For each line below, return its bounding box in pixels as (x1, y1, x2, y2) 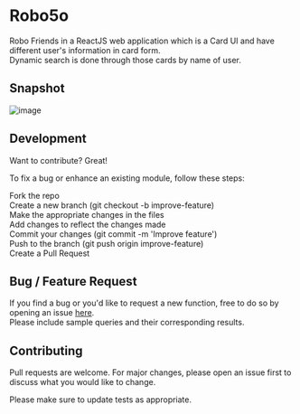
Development (9, 131, 88, 146)
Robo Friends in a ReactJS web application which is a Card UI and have (9, 35, 276, 46)
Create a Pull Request (9, 248, 90, 259)
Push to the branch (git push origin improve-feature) (9, 238, 204, 249)
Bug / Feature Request (9, 273, 137, 289)
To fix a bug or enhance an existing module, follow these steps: (9, 173, 246, 183)
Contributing (9, 343, 83, 358)
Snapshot (9, 80, 65, 96)
